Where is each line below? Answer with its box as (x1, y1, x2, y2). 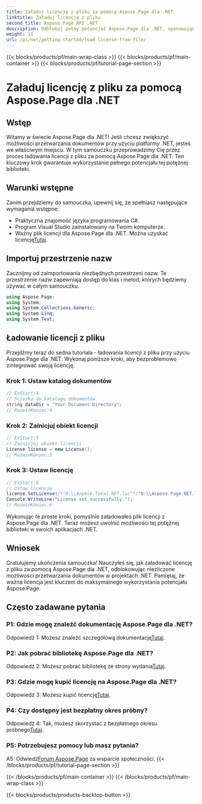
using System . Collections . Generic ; (6, 305, 96, 311)
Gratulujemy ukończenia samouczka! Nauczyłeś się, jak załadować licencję (6, 559, 192, 566)
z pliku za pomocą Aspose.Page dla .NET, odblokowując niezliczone (6, 565, 176, 572)
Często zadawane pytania (6, 602, 106, 613)
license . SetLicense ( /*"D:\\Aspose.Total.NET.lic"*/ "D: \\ (6, 491, 152, 497)
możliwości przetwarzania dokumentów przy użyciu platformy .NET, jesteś (6, 140, 191, 147)
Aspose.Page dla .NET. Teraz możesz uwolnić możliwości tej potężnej (6, 519, 179, 527)
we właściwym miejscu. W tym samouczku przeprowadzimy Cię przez (6, 146, 180, 153)
